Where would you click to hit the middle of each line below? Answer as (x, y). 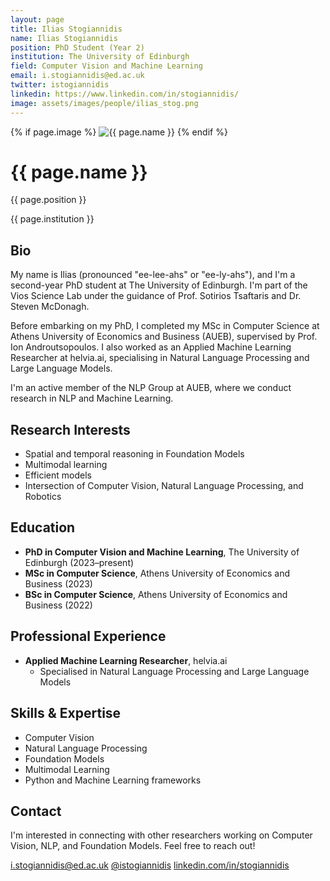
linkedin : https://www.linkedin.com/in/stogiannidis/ (125, 94)
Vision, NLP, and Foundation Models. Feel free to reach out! (133, 846)
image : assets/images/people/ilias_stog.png (104, 103)
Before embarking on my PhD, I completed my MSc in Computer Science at (165, 326)
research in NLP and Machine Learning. (92, 398)
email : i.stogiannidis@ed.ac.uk (77, 76)
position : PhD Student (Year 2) (77, 47)
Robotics (43, 497)
